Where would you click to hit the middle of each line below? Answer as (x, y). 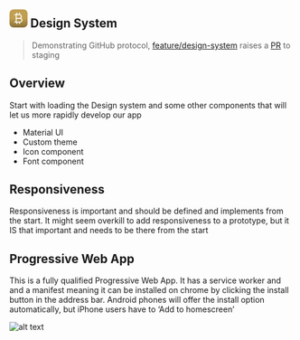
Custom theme (50, 142)
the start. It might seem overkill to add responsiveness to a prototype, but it (149, 221)
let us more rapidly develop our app (75, 115)
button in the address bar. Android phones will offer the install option (137, 300)
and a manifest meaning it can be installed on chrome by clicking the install (149, 290)
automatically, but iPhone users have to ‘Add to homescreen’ (122, 309)
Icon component (53, 151)
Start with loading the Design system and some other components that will (148, 105)
